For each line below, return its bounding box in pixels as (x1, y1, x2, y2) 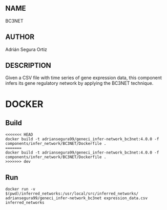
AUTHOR (5, 33, 35, 42)
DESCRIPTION (5, 61, 51, 70)
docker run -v (5, 187, 36, 192)
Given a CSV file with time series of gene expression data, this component (5, 74, 162, 81)
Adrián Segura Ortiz (5, 46, 48, 52)
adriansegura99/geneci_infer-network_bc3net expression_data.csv (5, 196, 148, 201)
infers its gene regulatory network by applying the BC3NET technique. (5, 80, 154, 86)
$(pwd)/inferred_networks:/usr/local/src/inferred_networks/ (5, 191, 139, 197)
